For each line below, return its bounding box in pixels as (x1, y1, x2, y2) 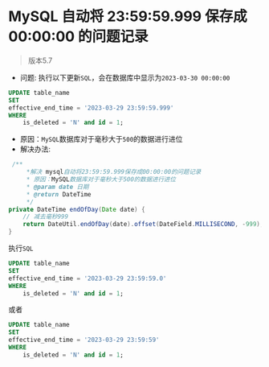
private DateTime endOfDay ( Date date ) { (8, 205, 146, 213)
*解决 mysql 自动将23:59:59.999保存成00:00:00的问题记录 (26, 168, 202, 176)
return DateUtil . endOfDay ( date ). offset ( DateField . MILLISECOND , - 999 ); (22, 221, 264, 229)
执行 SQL (8, 243, 34, 254)
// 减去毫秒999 (22, 212, 69, 221)
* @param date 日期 (26, 183, 89, 191)
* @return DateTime (26, 190, 92, 198)
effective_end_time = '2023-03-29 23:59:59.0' (8, 274, 167, 282)
